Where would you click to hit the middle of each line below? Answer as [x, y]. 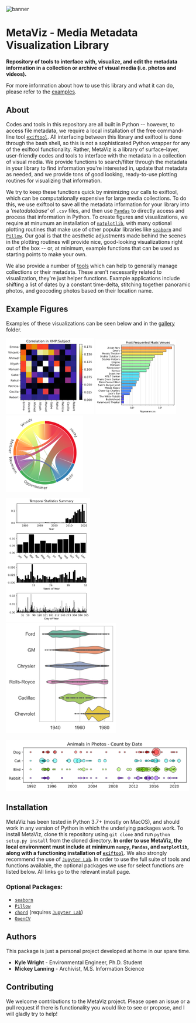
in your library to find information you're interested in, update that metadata [97, 168]
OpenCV [23, 919]
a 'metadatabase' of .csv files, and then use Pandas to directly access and [95, 210]
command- [171, 130]
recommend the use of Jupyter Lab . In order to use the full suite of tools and [98, 859]
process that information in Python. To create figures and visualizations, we [97, 217]
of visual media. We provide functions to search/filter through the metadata [97, 162]
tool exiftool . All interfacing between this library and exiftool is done [99, 137]
